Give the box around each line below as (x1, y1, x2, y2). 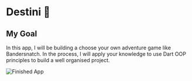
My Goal (6, 29, 37, 39)
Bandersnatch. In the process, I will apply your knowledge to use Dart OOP (6, 50, 186, 58)
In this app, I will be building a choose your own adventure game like (6, 44, 172, 51)
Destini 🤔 (6, 5, 51, 19)
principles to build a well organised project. (6, 57, 110, 63)
